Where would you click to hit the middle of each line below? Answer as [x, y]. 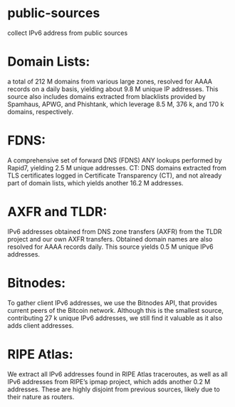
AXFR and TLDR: [57, 212]
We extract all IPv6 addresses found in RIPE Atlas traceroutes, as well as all [117, 374]
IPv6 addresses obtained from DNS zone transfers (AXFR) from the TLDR [115, 231]
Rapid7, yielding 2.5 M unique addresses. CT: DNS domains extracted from [117, 168]
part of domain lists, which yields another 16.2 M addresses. [95, 182]
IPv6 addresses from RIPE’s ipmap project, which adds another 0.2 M [109, 381]
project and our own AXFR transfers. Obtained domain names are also [110, 239]
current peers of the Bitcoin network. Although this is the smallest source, [116, 310]
